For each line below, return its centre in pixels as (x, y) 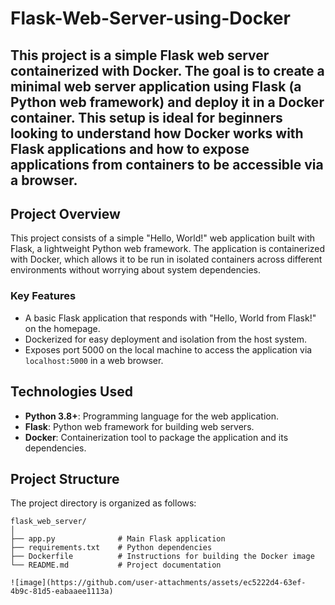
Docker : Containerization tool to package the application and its (156, 437)
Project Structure (65, 478)
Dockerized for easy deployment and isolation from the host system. (165, 339)
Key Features (43, 296)
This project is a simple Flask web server (140, 55)
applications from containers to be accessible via (167, 164)
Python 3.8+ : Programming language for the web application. (152, 416)
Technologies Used (71, 392)
